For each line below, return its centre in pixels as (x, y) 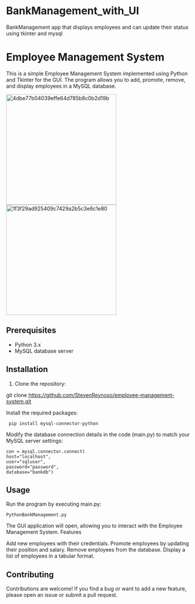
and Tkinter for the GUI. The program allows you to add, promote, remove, (96, 79)
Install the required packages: (42, 413)
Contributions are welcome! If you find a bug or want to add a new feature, (96, 589)
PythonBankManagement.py (36, 515)
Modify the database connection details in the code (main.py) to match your (98, 434)
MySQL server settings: (35, 440)
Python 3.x (28, 344)
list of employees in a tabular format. (51, 556)
